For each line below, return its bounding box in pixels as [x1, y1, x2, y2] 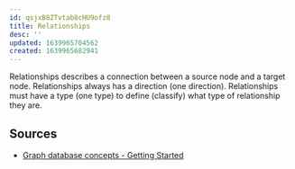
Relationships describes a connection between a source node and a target [9, 71, 286, 82]
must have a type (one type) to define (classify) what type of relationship [9, 91, 281, 102]
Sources [9, 126, 58, 141]
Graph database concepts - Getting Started [22, 149, 184, 160]
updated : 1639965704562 [9, 38, 99, 48]
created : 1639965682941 [9, 47, 99, 56]
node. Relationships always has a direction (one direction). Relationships [9, 81, 279, 92]
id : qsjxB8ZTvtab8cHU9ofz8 [9, 13, 111, 22]
